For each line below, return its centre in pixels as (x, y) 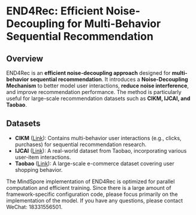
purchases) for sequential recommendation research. (81, 144)
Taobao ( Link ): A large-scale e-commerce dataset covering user (95, 163)
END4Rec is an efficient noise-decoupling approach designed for (88, 73)
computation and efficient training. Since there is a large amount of (89, 187)
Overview (25, 58)
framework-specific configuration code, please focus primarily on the (92, 194)
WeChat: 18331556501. (34, 207)
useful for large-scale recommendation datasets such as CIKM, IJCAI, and (98, 98)
